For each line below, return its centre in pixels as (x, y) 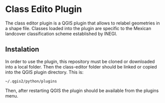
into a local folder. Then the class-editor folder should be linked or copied (81, 66)
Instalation (22, 49)
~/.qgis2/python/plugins (31, 81)
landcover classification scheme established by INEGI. (61, 33)
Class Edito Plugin (44, 9)
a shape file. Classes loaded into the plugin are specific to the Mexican (78, 28)
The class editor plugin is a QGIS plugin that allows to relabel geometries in (82, 23)
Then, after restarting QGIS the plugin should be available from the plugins (82, 90)
